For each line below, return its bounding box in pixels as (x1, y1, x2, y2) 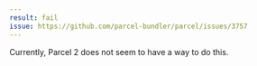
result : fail (9, 13, 59, 23)
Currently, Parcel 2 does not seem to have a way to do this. (9, 46, 229, 57)
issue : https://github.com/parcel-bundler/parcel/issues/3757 (9, 22, 248, 31)
